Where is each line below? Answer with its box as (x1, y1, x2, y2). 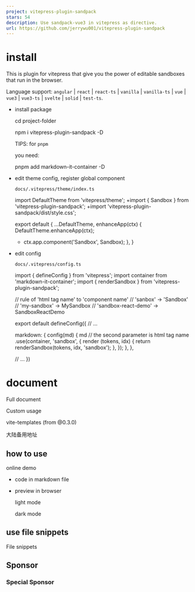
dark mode (14, 510, 41, 517)
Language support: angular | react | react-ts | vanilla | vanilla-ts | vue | (6, 88, 186, 95)
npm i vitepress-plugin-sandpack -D (14, 129, 103, 136)
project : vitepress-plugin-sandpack (6, 8, 96, 15)
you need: (14, 152, 40, 159)
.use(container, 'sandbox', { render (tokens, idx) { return (14, 338, 151, 345)
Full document (6, 396, 41, 403)
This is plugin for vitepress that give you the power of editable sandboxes (6, 71, 185, 78)
